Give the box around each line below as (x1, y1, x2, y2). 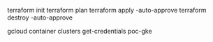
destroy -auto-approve (7, 13, 73, 22)
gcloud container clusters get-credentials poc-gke (7, 27, 152, 35)
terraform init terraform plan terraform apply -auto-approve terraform (7, 6, 207, 14)
